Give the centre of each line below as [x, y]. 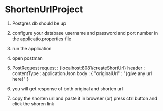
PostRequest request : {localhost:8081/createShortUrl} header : [78, 68]
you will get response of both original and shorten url [68, 88]
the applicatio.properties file [42, 39]
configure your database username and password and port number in [85, 33]
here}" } [20, 79]
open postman [27, 58]
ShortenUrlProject [44, 9]
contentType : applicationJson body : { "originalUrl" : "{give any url [82, 73]
